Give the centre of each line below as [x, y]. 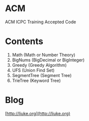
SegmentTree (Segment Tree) [42, 75]
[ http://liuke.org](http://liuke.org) [38, 113]
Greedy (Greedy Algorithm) [39, 65]
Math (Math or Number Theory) [44, 55]
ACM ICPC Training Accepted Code [41, 22]
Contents [24, 41]
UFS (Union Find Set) [33, 70]
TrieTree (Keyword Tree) [36, 80]
